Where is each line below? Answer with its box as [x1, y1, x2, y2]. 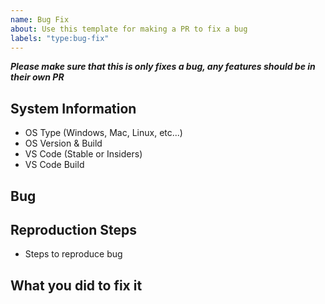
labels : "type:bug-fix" [10, 33, 110, 43]
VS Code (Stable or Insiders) [24, 148, 143, 160]
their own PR [10, 71, 65, 83]
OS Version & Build [24, 137, 103, 150]
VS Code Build [24, 159, 85, 171]
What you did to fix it [10, 277, 143, 294]
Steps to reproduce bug [24, 248, 123, 260]
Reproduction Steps [10, 221, 137, 238]
